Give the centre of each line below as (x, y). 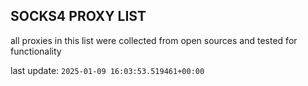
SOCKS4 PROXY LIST (78, 16)
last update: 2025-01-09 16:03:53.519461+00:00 (107, 70)
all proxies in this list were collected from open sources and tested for (154, 40)
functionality (36, 51)
